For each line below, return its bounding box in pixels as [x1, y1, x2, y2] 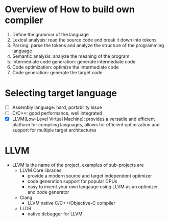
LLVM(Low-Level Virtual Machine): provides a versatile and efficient [12, 116, 155, 122]
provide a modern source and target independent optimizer [27, 173, 153, 179]
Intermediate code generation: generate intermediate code [12, 58, 136, 64]
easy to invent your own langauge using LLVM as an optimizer [27, 184, 158, 190]
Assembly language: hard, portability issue [12, 104, 103, 110]
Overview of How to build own [5, 4, 135, 15]
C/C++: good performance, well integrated [12, 110, 103, 116]
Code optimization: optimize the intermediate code [12, 64, 119, 70]
